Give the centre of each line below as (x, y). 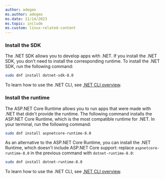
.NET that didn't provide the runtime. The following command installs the (79, 113)
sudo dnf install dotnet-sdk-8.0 (39, 75)
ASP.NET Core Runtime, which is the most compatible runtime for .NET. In (80, 119)
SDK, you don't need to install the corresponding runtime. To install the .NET (82, 61)
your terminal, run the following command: (48, 124)
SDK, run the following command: (39, 67)
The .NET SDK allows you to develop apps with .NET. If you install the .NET (81, 56)
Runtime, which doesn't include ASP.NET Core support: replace (70, 148)
